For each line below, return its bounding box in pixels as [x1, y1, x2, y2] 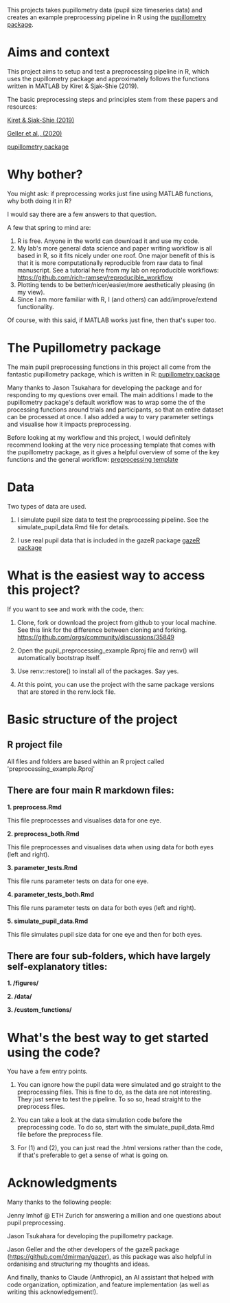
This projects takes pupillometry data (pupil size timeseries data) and [7, 6, 203, 14]
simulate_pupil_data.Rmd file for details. [16, 522, 130, 531]
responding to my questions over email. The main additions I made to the [7, 390, 214, 399]
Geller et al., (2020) [7, 129, 62, 137]
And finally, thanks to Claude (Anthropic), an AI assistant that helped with [7, 1273, 214, 1282]
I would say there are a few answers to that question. [7, 210, 157, 218]
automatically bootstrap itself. [16, 653, 102, 661]
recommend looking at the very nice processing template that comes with [7, 441, 216, 449]
